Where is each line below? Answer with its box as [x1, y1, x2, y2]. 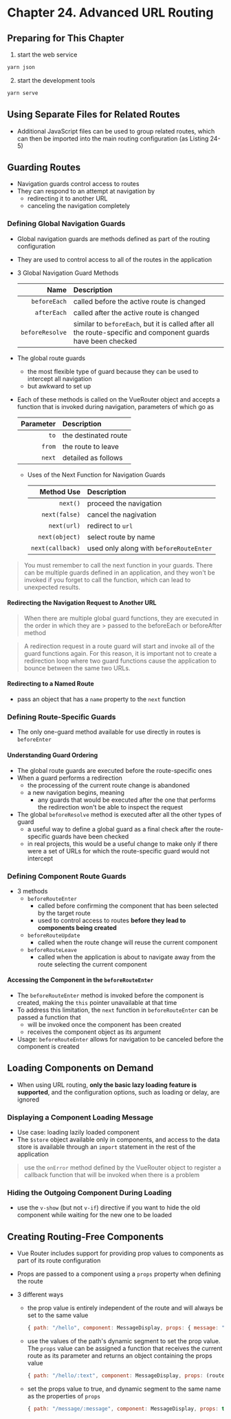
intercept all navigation [27, 374, 92, 383]
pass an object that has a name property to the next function [16, 695, 186, 703]
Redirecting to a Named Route [7, 680, 94, 688]
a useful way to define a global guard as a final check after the [27, 825, 205, 833]
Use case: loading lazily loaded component [16, 1128, 140, 1137]
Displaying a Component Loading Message [7, 1112, 153, 1122]
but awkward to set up [27, 382, 91, 390]
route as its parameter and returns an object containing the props [27, 1351, 212, 1360]
